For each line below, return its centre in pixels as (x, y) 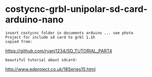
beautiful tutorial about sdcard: (41, 60)
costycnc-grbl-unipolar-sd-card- (77, 9)
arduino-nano (34, 20)
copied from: (19, 41)
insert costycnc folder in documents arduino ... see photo (69, 33)
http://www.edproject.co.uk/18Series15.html (50, 69)
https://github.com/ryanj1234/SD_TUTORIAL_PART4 (59, 51)
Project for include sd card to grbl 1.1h (50, 37)
